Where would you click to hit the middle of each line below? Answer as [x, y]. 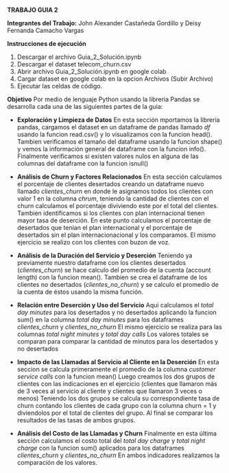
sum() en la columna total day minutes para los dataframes [100, 320]
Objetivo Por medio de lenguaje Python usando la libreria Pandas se [104, 99]
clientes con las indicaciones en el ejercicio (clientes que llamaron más [117, 384]
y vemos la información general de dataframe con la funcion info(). [111, 149]
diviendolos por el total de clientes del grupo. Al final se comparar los [115, 413]
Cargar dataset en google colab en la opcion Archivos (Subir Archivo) [115, 79]
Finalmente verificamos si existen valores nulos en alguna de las [108, 156]
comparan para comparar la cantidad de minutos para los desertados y [118, 341]
